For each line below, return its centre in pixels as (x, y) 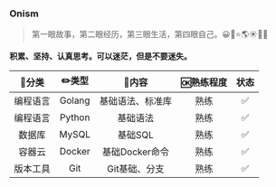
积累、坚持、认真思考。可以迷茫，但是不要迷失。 (100, 56)
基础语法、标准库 (136, 101)
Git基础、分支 (136, 169)
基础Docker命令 (136, 152)
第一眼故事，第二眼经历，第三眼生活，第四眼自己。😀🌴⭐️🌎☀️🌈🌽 (150, 34)
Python (75, 117)
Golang (75, 100)
